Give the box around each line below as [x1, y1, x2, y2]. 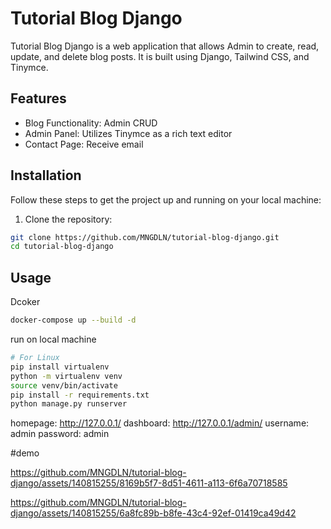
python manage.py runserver [10, 399, 128, 409]
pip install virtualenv [10, 362, 110, 372]
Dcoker [10, 296, 41, 308]
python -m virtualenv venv [10, 371, 123, 381]
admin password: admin [10, 428, 110, 440]
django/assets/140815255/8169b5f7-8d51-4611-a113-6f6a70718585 [10, 477, 288, 489]
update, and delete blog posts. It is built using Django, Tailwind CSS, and [10, 50, 310, 62]
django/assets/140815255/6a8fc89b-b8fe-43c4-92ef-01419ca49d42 [10, 507, 297, 519]
